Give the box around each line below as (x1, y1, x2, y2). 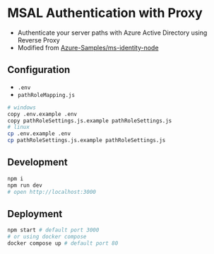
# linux (7, 124, 30, 131)
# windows (7, 104, 37, 111)
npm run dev (7, 182, 42, 189)
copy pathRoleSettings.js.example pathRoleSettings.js (7, 117, 172, 125)
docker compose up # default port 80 (7, 240, 119, 247)
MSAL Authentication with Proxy (7, 5, 203, 21)
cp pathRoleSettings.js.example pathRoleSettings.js (7, 137, 166, 144)
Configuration (7, 64, 71, 76)
